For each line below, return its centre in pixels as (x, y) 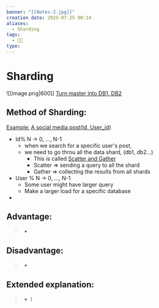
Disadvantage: (35, 250)
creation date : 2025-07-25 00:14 (49, 18)
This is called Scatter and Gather (75, 158)
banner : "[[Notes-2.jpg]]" (41, 12)
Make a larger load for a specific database (78, 191)
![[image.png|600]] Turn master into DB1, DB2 (64, 93)
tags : (13, 35)
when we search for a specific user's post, (78, 145)
